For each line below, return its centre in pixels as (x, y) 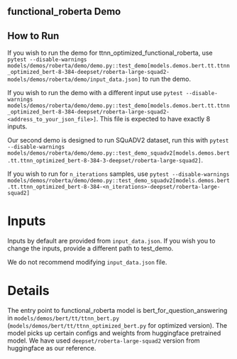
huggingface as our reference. (52, 348)
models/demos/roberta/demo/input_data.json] (74, 80)
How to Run (33, 36)
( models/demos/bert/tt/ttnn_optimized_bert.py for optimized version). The (117, 326)
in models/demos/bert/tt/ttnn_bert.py (63, 318)
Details (28, 291)
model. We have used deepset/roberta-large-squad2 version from (104, 341)
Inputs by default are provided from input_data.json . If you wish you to (111, 241)
